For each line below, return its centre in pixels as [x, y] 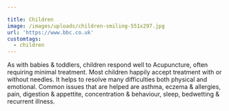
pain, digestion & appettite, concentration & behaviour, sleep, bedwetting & [113, 94]
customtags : [24, 39]
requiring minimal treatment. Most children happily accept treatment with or [114, 72]
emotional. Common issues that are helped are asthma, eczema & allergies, [114, 87]
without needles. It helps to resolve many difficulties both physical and [107, 79]
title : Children [30, 19]
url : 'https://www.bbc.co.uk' [51, 32]
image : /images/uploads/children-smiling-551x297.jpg [86, 26]
